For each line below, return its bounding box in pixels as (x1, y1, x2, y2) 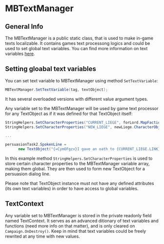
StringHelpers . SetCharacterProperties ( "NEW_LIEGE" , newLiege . (5, 125, 134, 130)
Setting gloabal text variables (5, 65, 96, 73)
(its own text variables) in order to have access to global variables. (5, 186, 139, 191)
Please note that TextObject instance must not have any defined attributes (5, 181, 154, 187)
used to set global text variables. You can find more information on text (5, 46, 148, 51)
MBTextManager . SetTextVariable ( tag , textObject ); (5, 87, 108, 92)
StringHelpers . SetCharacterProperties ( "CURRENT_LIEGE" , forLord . (5, 120, 141, 125)
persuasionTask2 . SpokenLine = (5, 142, 67, 147)
